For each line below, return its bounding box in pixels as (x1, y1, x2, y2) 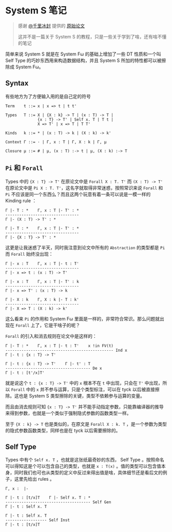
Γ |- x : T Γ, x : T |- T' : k (5, 279, 80, 284)
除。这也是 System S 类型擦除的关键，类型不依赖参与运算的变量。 (5, 392, 145, 398)
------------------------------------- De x (5, 366, 102, 371)
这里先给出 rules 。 (14, 476, 55, 482)
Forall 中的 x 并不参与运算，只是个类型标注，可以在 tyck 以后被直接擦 (11, 386, 160, 392)
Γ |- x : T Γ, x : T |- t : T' (5, 261, 80, 266)
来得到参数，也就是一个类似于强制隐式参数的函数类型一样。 (5, 410, 131, 416)
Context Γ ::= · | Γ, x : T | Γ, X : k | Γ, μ (5, 139, 107, 144)
